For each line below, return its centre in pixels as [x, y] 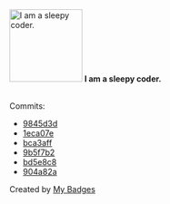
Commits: [27, 106]
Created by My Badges [52, 189]
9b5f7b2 [39, 152]
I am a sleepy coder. [123, 79]
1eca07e [38, 133]
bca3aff [37, 143]
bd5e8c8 [40, 162]
